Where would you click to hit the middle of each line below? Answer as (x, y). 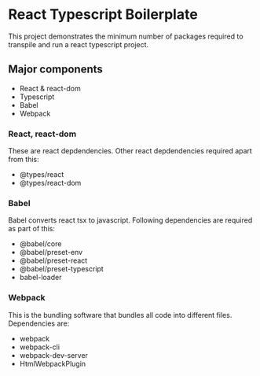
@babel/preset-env (51, 253)
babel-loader (40, 278)
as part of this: (31, 229)
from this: (24, 160)
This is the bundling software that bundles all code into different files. (120, 315)
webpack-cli (40, 347)
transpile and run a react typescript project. (79, 44)
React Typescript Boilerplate (103, 15)
